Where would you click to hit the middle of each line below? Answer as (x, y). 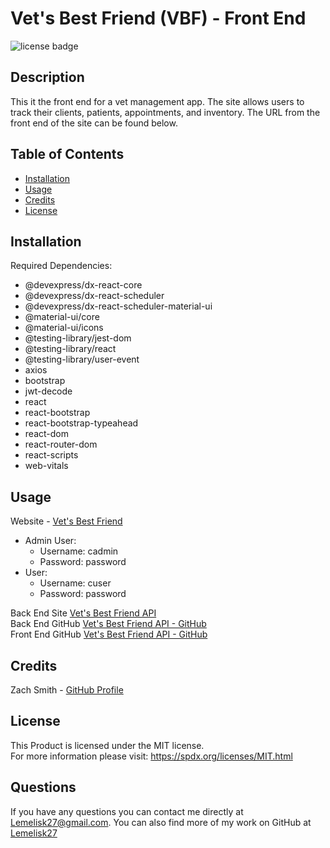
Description (47, 77)
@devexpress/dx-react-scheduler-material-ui (118, 306)
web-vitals (46, 466)
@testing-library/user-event (82, 359)
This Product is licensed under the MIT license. (107, 745)
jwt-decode (48, 391)
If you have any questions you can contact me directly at (127, 811)
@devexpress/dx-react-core (83, 285)
